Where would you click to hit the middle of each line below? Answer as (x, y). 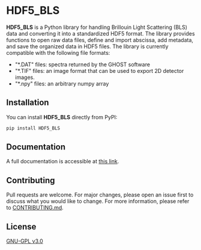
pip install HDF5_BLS (33, 128)
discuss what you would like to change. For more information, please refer (98, 201)
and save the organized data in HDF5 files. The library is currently (88, 46)
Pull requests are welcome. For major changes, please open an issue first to (100, 195)
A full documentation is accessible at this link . (63, 161)
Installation (28, 103)
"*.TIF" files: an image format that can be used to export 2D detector (99, 70)
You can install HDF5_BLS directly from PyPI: (62, 117)
